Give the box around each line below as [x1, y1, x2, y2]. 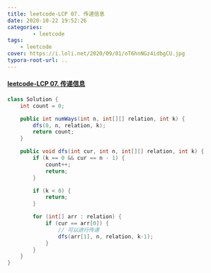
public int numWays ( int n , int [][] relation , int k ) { [20, 115, 186, 122]
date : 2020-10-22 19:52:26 [7, 17, 87, 24]
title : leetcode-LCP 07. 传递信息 [7, 10, 105, 18]
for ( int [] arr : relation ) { [33, 213, 122, 220]
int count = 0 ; [20, 102, 65, 109]
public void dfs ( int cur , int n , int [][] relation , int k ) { [20, 148, 205, 155]
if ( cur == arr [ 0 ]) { [45, 220, 110, 227]
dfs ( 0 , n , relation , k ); [33, 122, 106, 129]
